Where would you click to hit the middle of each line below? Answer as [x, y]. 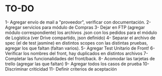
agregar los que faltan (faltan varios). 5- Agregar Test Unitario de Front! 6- [80, 48]
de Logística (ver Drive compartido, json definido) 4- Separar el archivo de [80, 38]
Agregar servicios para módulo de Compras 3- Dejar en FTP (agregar [75, 27]
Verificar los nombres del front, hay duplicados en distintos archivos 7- [77, 53]
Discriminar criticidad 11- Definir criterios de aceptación [61, 69]
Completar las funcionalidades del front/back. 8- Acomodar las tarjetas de [80, 58]
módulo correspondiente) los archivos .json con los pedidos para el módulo [81, 32]
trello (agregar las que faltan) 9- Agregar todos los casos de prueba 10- [77, 64]
